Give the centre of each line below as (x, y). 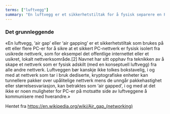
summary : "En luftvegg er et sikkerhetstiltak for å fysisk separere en (83, 15)
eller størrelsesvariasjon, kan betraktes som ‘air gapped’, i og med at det (80, 85)
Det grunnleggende (30, 32)
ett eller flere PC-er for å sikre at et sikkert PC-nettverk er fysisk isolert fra (83, 48)
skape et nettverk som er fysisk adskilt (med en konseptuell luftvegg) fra (81, 64)
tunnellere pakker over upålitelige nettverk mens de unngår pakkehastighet (83, 80)
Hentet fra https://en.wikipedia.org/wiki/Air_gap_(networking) (69, 106)
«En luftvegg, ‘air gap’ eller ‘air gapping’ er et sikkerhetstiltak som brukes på (84, 43)
